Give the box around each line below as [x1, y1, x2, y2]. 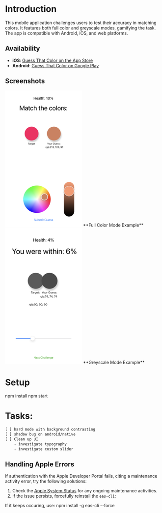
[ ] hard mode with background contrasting [5, 427, 96, 432]
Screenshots [5, 77, 45, 85]
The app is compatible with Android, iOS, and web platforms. [5, 30, 128, 36]
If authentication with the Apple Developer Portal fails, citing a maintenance [5, 473, 158, 479]
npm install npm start [5, 393, 48, 399]
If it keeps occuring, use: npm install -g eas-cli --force [5, 503, 115, 509]
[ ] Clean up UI [5, 437, 38, 442]
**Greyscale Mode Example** [82, 360, 145, 366]
